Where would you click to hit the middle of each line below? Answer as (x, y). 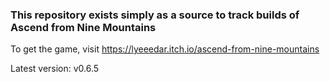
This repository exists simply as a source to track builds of (155, 15)
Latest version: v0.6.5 (55, 69)
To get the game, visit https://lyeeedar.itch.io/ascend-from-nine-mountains (165, 49)
